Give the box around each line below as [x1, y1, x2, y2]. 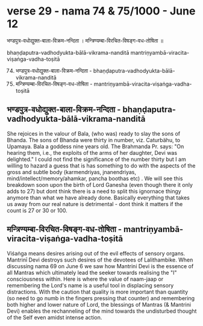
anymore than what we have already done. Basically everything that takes [7, 194, 190, 201]
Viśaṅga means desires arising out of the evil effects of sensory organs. [7, 249, 186, 257]
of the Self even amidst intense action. [7, 313, 102, 321]
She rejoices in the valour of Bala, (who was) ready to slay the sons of [7, 130, 180, 137]
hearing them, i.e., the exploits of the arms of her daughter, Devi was [7, 149, 177, 156]
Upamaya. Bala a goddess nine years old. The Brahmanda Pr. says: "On [7, 143, 184, 150]
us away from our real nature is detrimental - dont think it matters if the [7, 200, 183, 207]
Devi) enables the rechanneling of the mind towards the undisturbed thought [7, 307, 197, 315]
